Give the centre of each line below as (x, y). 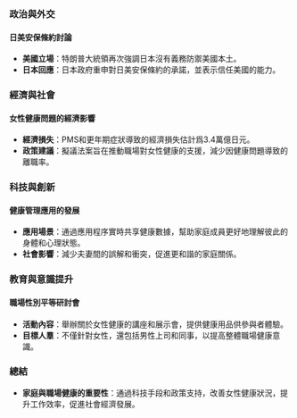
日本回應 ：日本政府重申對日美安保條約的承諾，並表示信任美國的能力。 (151, 70)
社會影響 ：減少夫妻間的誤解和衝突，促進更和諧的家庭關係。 (132, 254)
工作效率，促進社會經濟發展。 (85, 404)
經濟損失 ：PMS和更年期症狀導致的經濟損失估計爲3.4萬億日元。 (138, 139)
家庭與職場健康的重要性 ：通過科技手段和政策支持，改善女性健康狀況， (151, 393)
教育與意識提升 (41, 280)
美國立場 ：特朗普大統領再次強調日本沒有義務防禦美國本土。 (132, 59)
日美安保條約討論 (41, 37)
